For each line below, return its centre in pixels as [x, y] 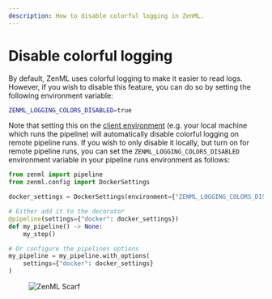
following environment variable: [61, 95]
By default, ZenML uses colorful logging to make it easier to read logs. [125, 78]
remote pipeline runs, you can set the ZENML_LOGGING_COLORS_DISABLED [124, 151]
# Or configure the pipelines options [74, 248]
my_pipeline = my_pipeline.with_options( [79, 256]
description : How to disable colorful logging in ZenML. [106, 16]
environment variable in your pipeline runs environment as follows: [119, 160]
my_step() [40, 234]
